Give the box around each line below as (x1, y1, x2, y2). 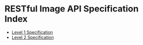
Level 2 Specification (11, 34, 54, 40)
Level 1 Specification (11, 29, 53, 35)
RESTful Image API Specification (4, 3, 139, 14)
